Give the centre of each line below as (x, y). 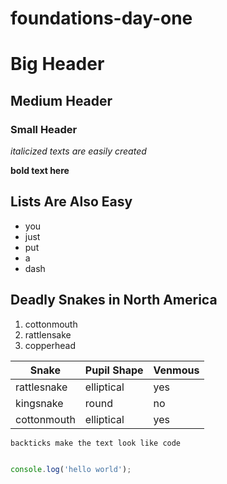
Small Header (44, 129)
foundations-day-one (101, 18)
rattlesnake (41, 387)
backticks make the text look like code (96, 443)
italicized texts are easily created (78, 151)
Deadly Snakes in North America (114, 300)
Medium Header (61, 100)
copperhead (50, 345)
